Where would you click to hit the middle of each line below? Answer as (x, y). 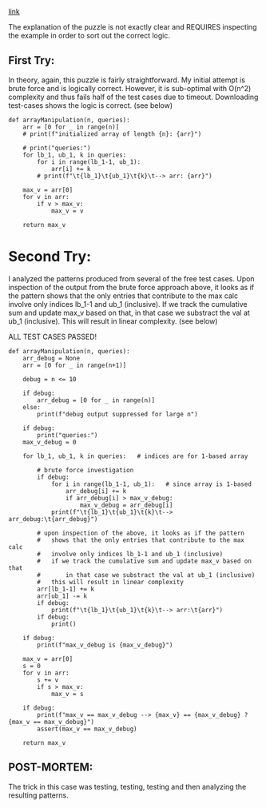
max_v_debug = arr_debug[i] (126, 505)
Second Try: (50, 257)
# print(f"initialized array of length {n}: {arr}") (112, 134)
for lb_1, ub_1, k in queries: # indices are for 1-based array (135, 456)
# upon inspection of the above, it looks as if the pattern (141, 533)
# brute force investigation (85, 470)
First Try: (32, 60)
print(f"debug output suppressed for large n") (117, 414)
